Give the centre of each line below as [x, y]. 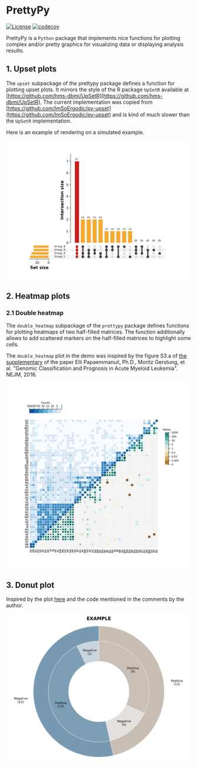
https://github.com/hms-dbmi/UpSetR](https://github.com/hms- [85, 95]
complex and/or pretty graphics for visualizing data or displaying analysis [95, 44]
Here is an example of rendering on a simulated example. [75, 132]
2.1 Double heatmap [35, 313]
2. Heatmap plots [38, 296]
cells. [13, 345]
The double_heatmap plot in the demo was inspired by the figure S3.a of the [96, 356]
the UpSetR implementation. [39, 121]
